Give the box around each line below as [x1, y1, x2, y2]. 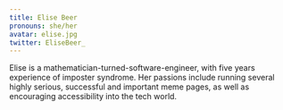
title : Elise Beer [9, 13, 78, 22]
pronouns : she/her [9, 21, 78, 30]
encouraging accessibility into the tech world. [9, 91, 177, 102]
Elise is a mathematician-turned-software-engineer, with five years [9, 63, 256, 73]
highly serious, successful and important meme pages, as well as [9, 81, 250, 92]
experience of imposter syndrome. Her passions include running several [9, 72, 275, 83]
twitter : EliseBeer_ [9, 38, 87, 47]
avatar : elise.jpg [9, 30, 78, 38]
